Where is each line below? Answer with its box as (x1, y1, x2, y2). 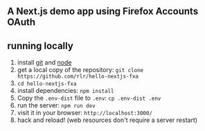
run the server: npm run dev (17, 101, 96, 110)
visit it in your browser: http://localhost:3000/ (17, 109, 152, 117)
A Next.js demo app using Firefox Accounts (7, 6, 199, 17)
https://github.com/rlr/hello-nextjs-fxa (17, 73, 139, 80)
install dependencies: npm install (17, 87, 114, 95)
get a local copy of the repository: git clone (17, 66, 144, 74)
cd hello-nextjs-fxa (17, 80, 77, 87)
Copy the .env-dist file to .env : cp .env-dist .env (17, 94, 161, 103)
